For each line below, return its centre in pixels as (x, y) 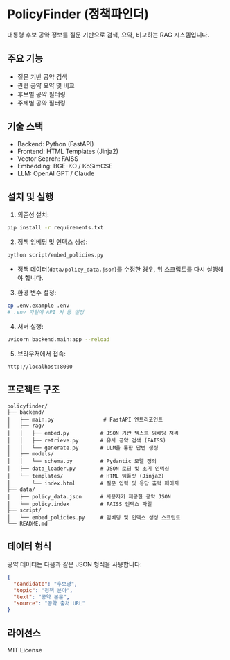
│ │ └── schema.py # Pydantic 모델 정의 (82, 461)
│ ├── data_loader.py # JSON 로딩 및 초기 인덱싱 (88, 469)
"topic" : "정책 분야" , (43, 591)
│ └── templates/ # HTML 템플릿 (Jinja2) (86, 476)
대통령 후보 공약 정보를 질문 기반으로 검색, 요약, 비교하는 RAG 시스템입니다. (108, 35)
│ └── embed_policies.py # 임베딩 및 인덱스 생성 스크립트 (94, 517)
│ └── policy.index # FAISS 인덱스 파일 (80, 504)
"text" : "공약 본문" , (42, 597)
